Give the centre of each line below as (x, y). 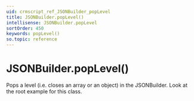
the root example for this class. (44, 91)
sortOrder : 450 (25, 28)
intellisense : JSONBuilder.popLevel (52, 23)
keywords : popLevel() (33, 34)
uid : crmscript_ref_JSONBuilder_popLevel (58, 12)
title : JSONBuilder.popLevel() (45, 17)
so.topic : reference (32, 39)
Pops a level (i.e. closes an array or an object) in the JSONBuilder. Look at (97, 85)
